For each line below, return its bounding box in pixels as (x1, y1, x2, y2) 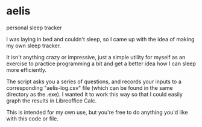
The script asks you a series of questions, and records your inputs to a (6, 78, 182, 85)
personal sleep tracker (6, 24, 62, 31)
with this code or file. (6, 115, 59, 122)
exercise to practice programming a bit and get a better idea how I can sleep (6, 60, 196, 67)
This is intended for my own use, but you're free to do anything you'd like (6, 108, 188, 116)
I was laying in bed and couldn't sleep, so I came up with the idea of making (6, 35, 195, 43)
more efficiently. (6, 66, 47, 73)
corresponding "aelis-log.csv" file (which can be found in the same (6, 84, 173, 91)
